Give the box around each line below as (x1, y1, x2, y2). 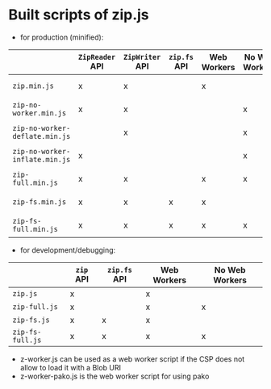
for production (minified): (19, 32, 104, 42)
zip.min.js (12, 81, 54, 90)
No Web (214, 264, 246, 275)
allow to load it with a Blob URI (19, 362, 122, 372)
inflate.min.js (12, 155, 71, 164)
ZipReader (77, 52, 116, 61)
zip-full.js (12, 302, 59, 312)
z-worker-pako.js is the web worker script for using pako (19, 371, 210, 381)
